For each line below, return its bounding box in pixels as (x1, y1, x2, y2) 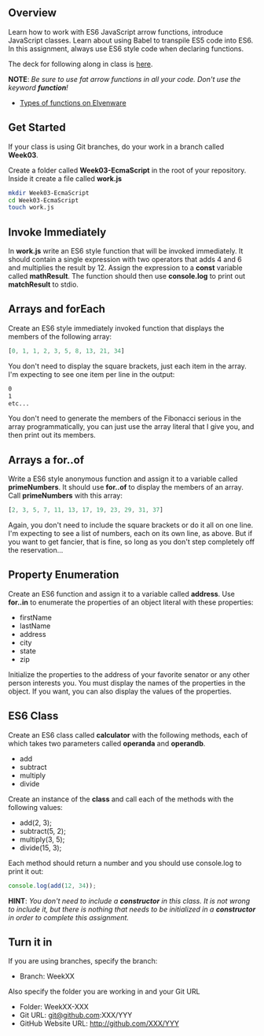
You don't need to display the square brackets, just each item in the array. (8, 361, 247, 371)
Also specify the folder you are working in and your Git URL (8, 987, 200, 997)
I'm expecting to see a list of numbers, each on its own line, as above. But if (8, 529, 253, 538)
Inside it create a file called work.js (8, 173, 123, 183)
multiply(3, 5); (19, 834, 65, 844)
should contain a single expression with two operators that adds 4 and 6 (8, 255, 242, 265)
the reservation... (8, 546, 64, 555)
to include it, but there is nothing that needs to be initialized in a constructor (8, 905, 256, 914)
